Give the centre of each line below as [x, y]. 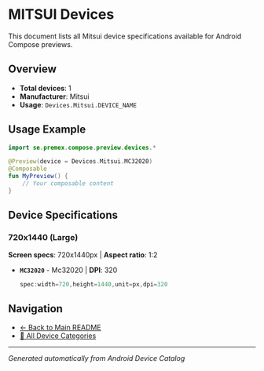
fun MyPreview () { [38, 176]
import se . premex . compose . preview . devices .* [82, 147]
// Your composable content [68, 184]
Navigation [35, 309]
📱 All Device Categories [58, 336]
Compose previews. [40, 44]
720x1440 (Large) [43, 238]
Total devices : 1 [46, 88]
